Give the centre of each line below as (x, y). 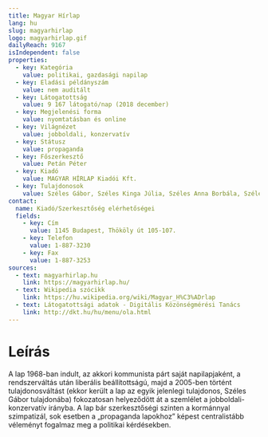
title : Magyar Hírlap (44, 16)
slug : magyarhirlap (41, 30)
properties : (28, 61)
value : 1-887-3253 (60, 260)
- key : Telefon (48, 238)
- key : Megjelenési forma (59, 112)
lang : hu (23, 23)
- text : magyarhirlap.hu (57, 275)
